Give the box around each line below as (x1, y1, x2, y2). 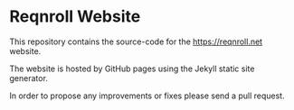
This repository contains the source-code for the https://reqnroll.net (9, 36, 263, 47)
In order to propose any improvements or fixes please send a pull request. (9, 90, 285, 101)
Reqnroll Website (9, 6, 141, 27)
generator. (9, 72, 48, 83)
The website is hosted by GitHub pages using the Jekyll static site (9, 63, 255, 74)
